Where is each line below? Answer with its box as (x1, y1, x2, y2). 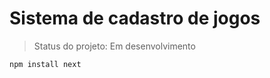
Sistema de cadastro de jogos (9, 7, 261, 30)
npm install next (9, 59, 82, 69)
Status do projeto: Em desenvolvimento (33, 40, 196, 52)
